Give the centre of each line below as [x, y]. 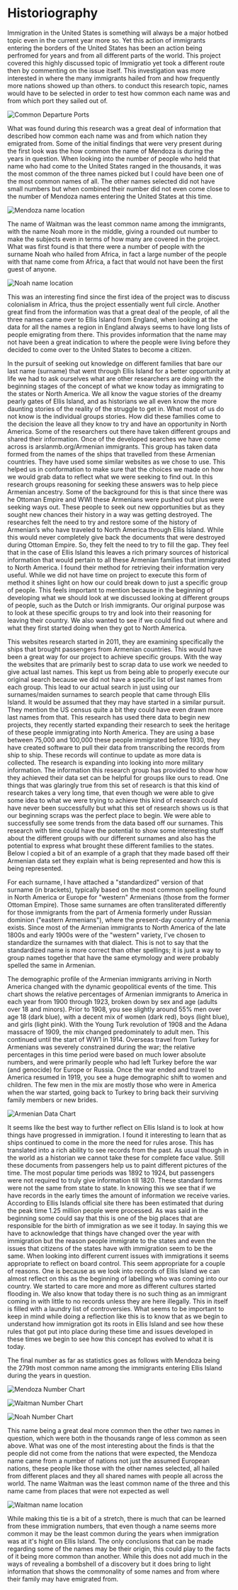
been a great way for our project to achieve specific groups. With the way [115, 656]
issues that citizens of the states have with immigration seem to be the [110, 1248]
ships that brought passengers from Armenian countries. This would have [115, 649]
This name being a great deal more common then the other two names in [114, 1430]
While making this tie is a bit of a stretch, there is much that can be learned [117, 1518]
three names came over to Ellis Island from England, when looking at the [113, 319]
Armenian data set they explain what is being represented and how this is [114, 860]
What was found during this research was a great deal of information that [114, 128]
